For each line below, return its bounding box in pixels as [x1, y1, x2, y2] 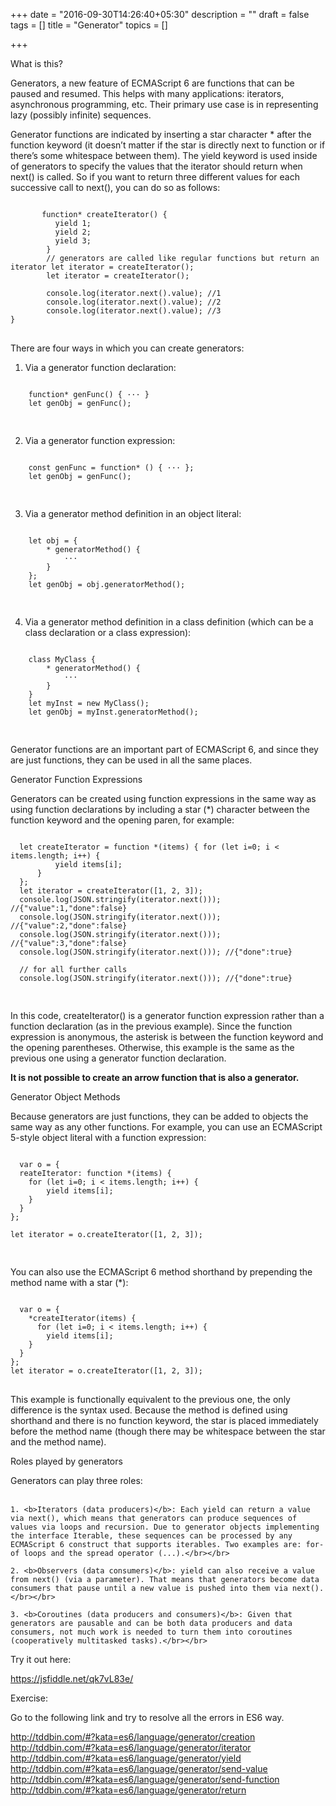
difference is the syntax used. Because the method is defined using [10, 1404, 288, 1416]
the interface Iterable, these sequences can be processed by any [10, 1531, 293, 1541]
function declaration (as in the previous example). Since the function [10, 1020, 293, 1032]
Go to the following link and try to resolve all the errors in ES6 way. [10, 1712, 285, 1723]
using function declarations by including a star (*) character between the [10, 804, 310, 815]
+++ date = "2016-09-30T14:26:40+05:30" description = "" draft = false [10, 9, 310, 20]
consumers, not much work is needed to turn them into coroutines [10, 1627, 293, 1637]
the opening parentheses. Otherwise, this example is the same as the [10, 1042, 295, 1053]
